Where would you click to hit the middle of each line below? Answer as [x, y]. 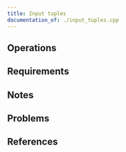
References [33, 142]
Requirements [38, 72]
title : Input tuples [37, 13]
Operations [32, 48]
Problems [28, 118]
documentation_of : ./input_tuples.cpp [63, 20]
